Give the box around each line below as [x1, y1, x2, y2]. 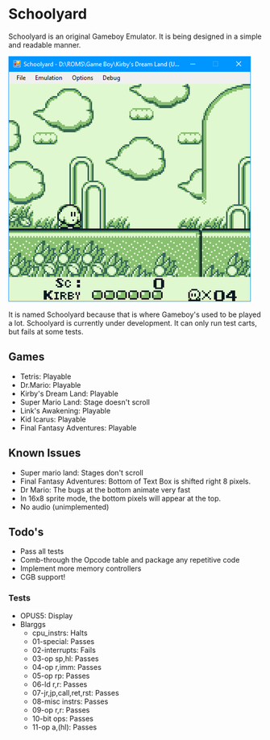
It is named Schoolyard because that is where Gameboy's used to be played [8, 310, 262, 319]
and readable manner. [8, 39, 81, 49]
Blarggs [19, 619, 46, 629]
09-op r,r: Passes [31, 705, 90, 714]
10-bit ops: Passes [31, 713, 94, 723]
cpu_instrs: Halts [31, 628, 88, 638]
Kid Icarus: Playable [19, 414, 86, 424]
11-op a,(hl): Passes [31, 722, 98, 732]
